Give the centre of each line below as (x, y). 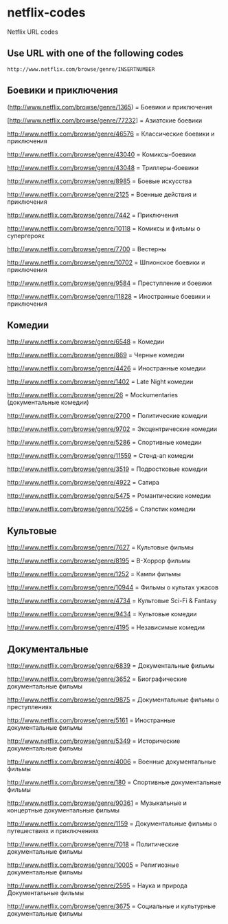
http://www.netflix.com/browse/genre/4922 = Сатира (83, 483)
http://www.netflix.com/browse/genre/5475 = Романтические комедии (109, 496)
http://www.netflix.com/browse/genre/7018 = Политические (93, 844)
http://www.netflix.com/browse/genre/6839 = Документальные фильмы (111, 665)
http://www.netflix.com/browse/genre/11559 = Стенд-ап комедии (100, 456)
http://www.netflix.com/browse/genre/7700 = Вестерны (87, 249)
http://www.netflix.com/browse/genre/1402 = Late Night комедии (100, 382)
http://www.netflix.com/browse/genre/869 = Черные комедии (96, 355)
